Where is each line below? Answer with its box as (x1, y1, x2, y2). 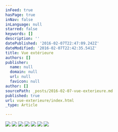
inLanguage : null (5, 21, 42, 27)
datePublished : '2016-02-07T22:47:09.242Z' (5, 41, 100, 46)
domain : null (10, 70, 38, 75)
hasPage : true (5, 12, 36, 17)
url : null (10, 74, 31, 79)
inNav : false (5, 17, 33, 22)
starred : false (5, 27, 38, 32)
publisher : (5, 60, 29, 65)
